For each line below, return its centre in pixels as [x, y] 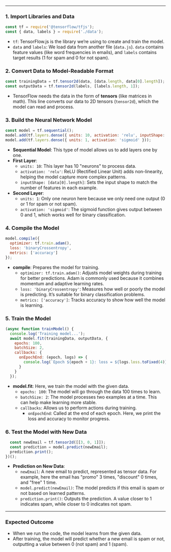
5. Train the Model [28, 318]
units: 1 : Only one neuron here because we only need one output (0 [93, 199]
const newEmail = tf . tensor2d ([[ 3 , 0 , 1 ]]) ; [58, 442]
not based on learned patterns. [53, 493]
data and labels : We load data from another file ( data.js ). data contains [88, 47]
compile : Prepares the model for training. [56, 267]
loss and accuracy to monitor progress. [69, 418]
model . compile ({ [22, 239]
